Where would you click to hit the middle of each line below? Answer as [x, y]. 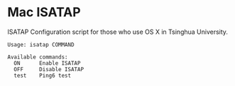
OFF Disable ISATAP [49, 69]
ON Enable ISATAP [47, 63]
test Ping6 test [43, 75]
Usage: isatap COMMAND [41, 44]
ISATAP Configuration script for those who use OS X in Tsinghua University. [118, 32]
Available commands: [38, 57]
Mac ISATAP [44, 12]
